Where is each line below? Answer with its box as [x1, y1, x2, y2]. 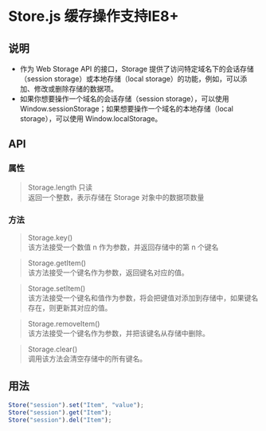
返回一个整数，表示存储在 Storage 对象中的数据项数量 [27, 192, 205, 202]
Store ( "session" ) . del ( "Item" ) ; [8, 416, 112, 424]
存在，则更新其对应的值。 [27, 303, 112, 312]
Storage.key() [27, 233, 73, 242]
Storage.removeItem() [27, 319, 100, 328]
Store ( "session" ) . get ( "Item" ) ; [8, 408, 112, 417]
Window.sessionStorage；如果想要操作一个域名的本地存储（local [19, 104, 233, 113]
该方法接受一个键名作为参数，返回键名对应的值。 [27, 268, 189, 277]
